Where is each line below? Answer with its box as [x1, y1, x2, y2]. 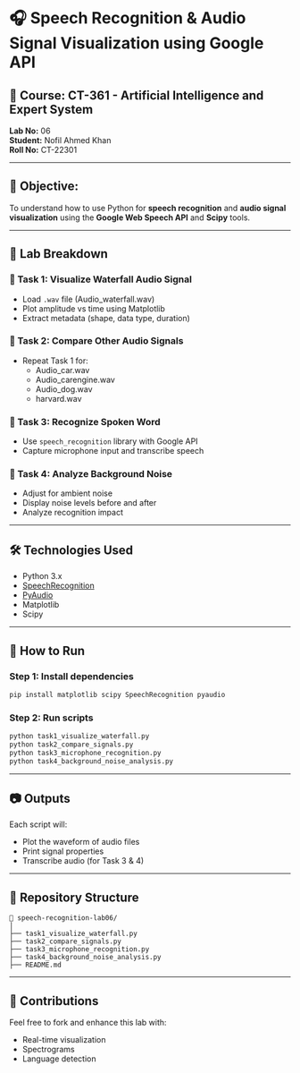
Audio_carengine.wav [35, 374, 116, 385]
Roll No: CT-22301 [9, 145, 78, 155]
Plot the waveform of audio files [21, 837, 140, 847]
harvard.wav [35, 393, 82, 404]
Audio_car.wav [35, 364, 90, 375]
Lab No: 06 [9, 125, 51, 136]
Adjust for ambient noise [21, 488, 113, 498]
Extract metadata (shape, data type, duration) [21, 312, 190, 323]
